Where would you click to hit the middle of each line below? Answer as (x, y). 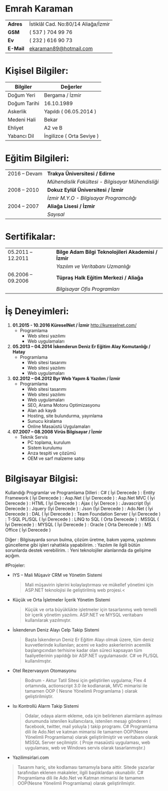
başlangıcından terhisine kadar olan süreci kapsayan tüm (83, 650)
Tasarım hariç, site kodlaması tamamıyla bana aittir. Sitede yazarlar (86, 767)
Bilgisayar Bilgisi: (42, 478)
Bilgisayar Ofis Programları (88, 289)
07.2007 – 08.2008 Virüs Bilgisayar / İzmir (57, 431)
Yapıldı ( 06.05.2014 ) (70, 111)
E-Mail (16, 48)
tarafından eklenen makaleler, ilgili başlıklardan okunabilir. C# (80, 772)
